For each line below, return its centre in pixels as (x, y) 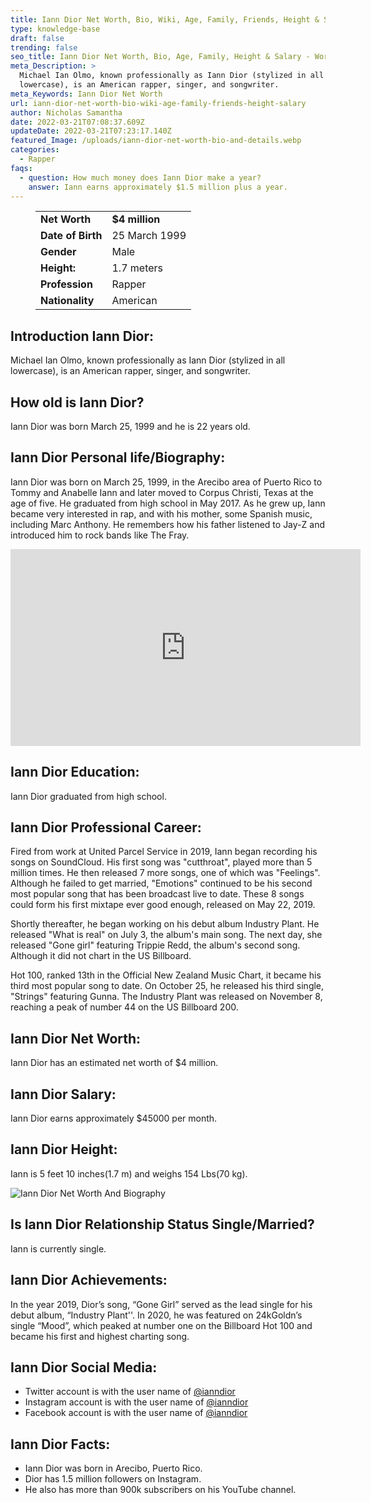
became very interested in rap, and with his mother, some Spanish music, (161, 513)
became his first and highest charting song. (100, 1336)
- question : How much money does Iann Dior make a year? (140, 177)
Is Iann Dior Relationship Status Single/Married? (162, 1224)
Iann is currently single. (58, 1248)
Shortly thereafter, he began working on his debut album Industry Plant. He (165, 924)
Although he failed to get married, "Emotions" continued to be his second (161, 883)
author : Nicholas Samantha (66, 112)
